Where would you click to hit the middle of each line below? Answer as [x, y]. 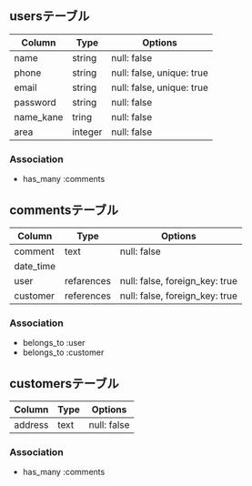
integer [87, 132]
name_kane [39, 116]
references [88, 296]
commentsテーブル [64, 210]
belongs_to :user [54, 343]
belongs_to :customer [63, 352]
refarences [88, 280]
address [31, 425]
